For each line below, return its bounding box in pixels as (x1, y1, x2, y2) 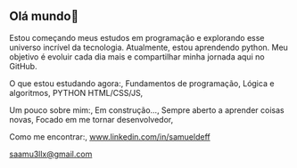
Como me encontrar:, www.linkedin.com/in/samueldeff (9, 131, 211, 142)
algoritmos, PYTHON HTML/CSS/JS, (9, 87, 144, 98)
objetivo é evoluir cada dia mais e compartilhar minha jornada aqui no (9, 51, 265, 62)
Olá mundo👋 (9, 9, 79, 24)
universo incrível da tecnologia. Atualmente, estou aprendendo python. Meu (9, 42, 288, 52)
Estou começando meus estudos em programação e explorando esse (9, 32, 265, 43)
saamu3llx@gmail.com (9, 148, 93, 159)
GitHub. (9, 60, 37, 71)
